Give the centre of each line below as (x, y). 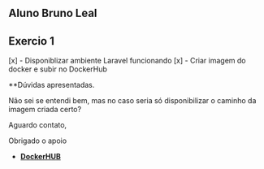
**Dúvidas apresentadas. (52, 85)
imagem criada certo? (45, 110)
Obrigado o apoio (38, 141)
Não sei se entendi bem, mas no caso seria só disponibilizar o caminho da (132, 101)
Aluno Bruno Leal (53, 13)
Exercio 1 (32, 41)
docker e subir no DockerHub (58, 69)
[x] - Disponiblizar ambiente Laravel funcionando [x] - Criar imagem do (127, 61)
